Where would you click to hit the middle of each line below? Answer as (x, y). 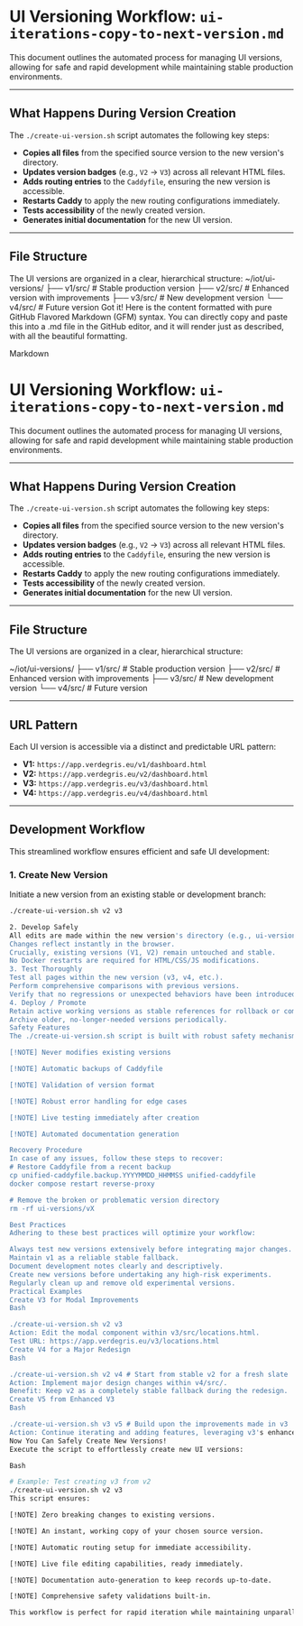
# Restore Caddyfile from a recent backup (90, 1167)
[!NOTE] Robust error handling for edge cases (98, 1101)
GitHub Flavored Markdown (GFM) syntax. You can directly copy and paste (149, 317)
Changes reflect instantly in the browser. (92, 944)
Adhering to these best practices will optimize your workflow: (133, 1233)
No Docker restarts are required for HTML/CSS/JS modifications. (134, 961)
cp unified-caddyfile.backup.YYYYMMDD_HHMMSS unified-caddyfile (133, 1176)
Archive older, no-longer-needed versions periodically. (119, 1020)
